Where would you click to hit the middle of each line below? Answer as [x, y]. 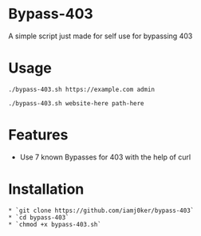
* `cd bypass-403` [39, 217]
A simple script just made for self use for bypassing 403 [100, 36]
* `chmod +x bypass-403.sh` [55, 224]
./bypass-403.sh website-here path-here [77, 103]
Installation [46, 189]
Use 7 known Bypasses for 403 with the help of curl [105, 157]
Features [38, 135]
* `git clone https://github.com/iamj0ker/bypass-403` [101, 210]
